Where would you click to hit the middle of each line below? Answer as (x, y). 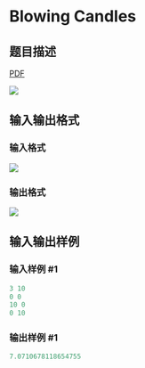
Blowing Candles (73, 16)
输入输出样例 (44, 242)
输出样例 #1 (33, 338)
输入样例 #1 (33, 269)
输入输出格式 (44, 121)
